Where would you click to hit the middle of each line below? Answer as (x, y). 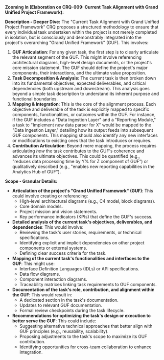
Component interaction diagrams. (53, 279)
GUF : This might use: (33, 264)
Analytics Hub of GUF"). (36, 172)
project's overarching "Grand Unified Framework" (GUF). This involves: (77, 43)
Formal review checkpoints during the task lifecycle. (72, 310)
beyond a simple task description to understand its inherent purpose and (85, 94)
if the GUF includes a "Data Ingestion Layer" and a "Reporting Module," (84, 120)
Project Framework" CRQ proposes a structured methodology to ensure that (82, 27)
